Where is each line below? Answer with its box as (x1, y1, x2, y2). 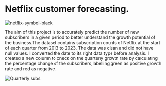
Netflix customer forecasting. (5, 3, 129, 15)
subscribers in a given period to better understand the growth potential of (5, 34, 156, 40)
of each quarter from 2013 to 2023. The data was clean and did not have (5, 45, 154, 51)
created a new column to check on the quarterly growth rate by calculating (5, 55, 158, 61)
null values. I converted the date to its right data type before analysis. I (5, 50, 149, 56)
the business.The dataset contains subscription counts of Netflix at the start (5, 39, 160, 45)
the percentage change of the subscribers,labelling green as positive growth (5, 60, 162, 66)
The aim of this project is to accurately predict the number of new (5, 29, 139, 35)
